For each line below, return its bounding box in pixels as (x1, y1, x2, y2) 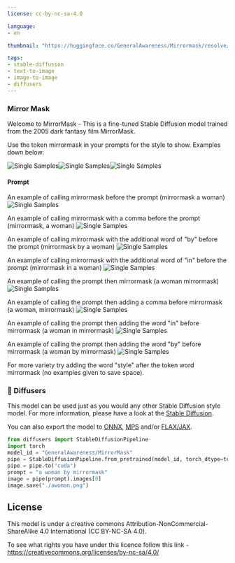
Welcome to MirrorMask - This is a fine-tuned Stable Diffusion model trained (7, 120, 228, 128)
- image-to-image (7, 74, 58, 81)
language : (7, 22, 36, 30)
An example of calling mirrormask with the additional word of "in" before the (7, 256, 227, 264)
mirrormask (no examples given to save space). (7, 369, 145, 377)
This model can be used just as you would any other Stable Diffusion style (7, 401, 221, 410)
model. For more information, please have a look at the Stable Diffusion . (7, 409, 214, 418)
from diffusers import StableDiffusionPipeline (7, 436, 149, 443)
